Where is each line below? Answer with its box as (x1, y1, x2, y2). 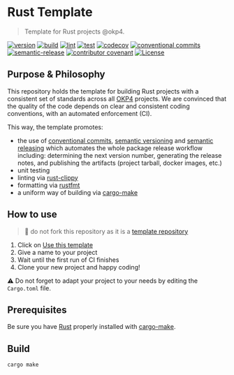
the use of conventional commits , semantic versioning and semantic (17, 136, 214, 145)
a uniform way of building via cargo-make (17, 188, 138, 196)
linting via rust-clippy (17, 173, 78, 182)
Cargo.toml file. (7, 284, 51, 292)
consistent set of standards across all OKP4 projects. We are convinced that (7, 94, 227, 103)
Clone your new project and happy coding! (17, 263, 141, 271)
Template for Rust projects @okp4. (24, 27, 125, 36)
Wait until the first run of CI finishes (17, 256, 119, 264)
